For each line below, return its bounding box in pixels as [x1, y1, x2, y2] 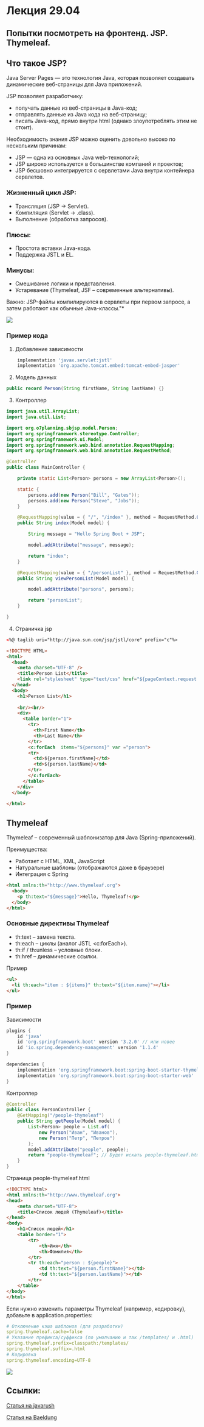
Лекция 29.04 [6, 4, 80, 18]
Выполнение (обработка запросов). [15, 215, 108, 222]
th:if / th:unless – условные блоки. [15, 946, 103, 953]
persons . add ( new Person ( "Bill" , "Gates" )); [28, 492, 140, 498]
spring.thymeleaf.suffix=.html [6, 1346, 86, 1352]
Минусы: [6, 266, 35, 274]
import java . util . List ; [6, 414, 67, 421]
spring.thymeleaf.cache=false [6, 1329, 83, 1335]
